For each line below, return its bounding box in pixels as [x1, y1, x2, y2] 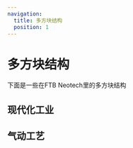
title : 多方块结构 [13, 17, 62, 24]
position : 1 [13, 23, 50, 30]
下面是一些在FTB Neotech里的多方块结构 [7, 81, 127, 89]
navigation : [7, 10, 42, 18]
